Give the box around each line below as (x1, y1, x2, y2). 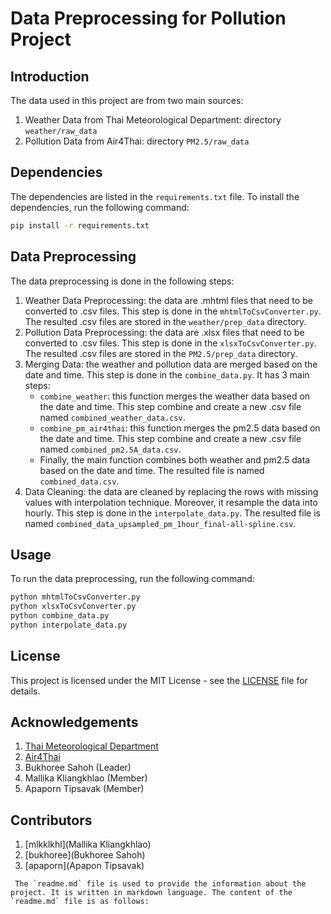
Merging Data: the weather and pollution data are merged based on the (24, 358, 318, 370)
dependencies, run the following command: (10, 201, 190, 213)
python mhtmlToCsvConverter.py (10, 592, 141, 602)
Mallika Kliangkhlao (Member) (24, 772, 148, 784)
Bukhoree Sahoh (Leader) (24, 762, 132, 774)
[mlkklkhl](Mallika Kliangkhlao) (24, 838, 152, 851)
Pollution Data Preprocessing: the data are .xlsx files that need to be (24, 326, 305, 338)
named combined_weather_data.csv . (39, 411, 186, 423)
